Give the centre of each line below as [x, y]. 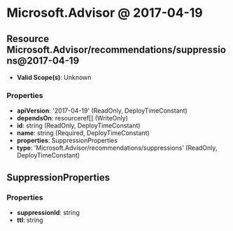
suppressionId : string [48, 212]
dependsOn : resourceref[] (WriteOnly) [72, 118]
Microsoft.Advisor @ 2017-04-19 [105, 13]
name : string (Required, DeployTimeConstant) [83, 133]
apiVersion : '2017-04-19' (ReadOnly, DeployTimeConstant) [102, 111]
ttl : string [30, 220]
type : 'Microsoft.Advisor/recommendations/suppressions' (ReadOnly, [117, 148]
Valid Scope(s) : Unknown [54, 77]
